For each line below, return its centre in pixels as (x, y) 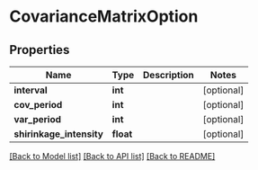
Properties (40, 50)
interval (31, 90)
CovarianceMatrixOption (104, 17)
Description (169, 75)
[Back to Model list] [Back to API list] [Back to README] (112, 156)
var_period (37, 119)
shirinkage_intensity (58, 134)
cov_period (38, 105)
